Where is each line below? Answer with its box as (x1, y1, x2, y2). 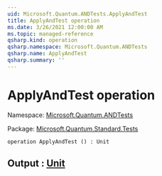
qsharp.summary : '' (7, 57, 65, 64)
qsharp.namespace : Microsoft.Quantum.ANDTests (7, 43, 148, 50)
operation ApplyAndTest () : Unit (7, 138, 110, 145)
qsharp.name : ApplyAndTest (7, 50, 87, 57)
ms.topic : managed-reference (7, 30, 94, 38)
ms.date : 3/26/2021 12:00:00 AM (7, 23, 103, 31)
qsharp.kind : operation (7, 37, 78, 44)
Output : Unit (7, 158, 65, 170)
